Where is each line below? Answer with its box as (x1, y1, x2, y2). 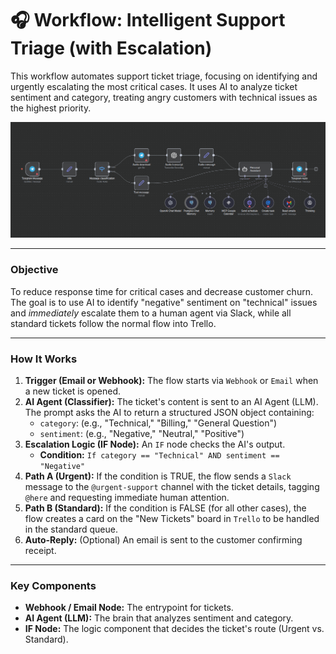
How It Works (10, 352, 78, 366)
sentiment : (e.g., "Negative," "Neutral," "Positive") (39, 428, 245, 440)
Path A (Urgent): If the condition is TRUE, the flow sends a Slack (24, 470, 292, 482)
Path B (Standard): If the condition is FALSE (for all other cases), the (24, 502, 307, 514)
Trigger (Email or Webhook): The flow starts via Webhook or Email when (24, 375, 319, 387)
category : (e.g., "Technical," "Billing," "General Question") (39, 417, 278, 429)
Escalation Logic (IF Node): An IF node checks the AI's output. (24, 438, 286, 451)
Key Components (10, 579, 97, 592)
